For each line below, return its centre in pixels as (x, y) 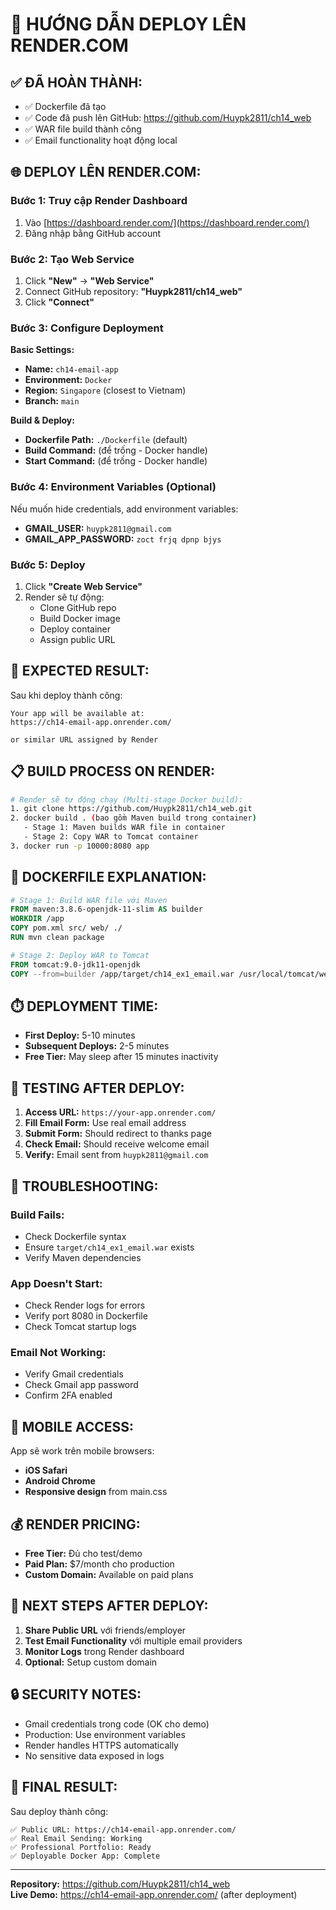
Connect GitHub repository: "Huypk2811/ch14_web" (133, 291)
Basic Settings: (42, 350)
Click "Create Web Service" (83, 586)
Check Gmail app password (81, 1385)
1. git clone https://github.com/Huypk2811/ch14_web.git (131, 809)
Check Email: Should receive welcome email (117, 1144)
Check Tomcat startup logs (80, 1327)
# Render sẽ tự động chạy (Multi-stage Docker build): (127, 799)
